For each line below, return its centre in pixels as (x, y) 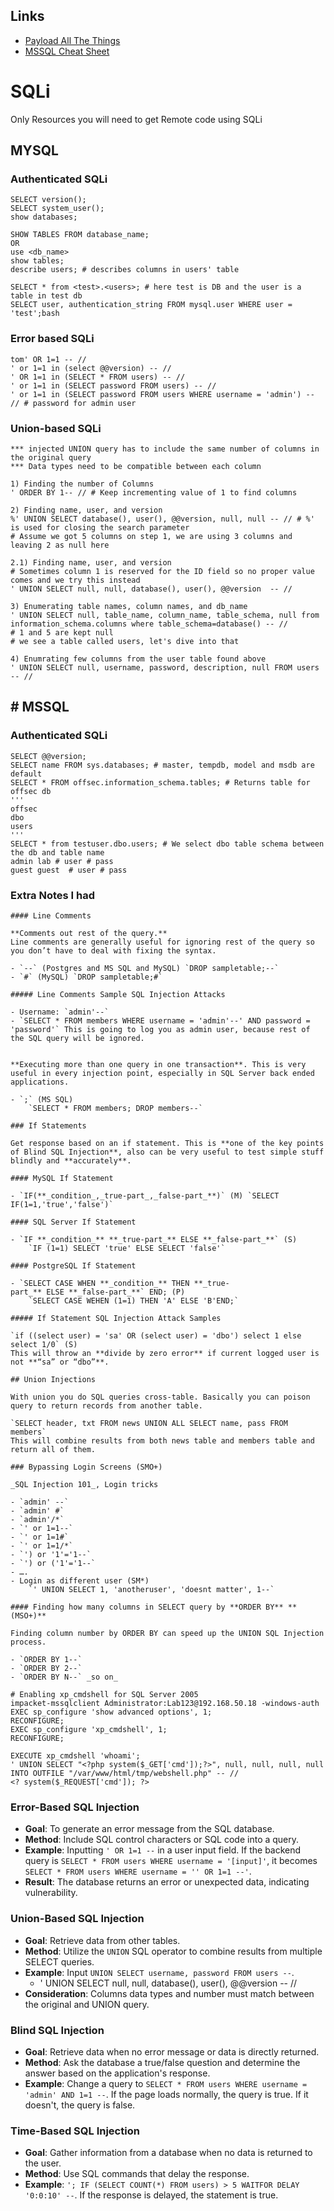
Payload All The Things (72, 40)
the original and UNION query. (87, 2004)
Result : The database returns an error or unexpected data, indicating (167, 1882)
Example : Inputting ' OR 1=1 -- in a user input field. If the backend (163, 1850)
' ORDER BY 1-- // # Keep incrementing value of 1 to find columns (154, 493)
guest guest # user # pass (69, 870)
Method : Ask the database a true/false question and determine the (162, 2062)
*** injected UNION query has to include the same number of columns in (165, 449)
